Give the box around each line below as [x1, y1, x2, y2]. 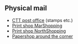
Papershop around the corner [11, 33, 73, 39]
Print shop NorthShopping [11, 27, 66, 34]
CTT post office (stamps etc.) [11, 17, 73, 23]
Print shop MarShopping [11, 22, 62, 28]
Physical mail [4, 4, 47, 12]
